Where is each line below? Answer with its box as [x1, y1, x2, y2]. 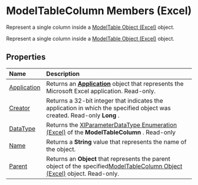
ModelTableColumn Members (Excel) [6, 4, 192, 18]
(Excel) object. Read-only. [46, 169, 120, 177]
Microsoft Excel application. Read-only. [46, 87, 156, 95]
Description [46, 70, 80, 78]
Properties [6, 52, 46, 62]
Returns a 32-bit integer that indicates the [46, 96, 163, 104]
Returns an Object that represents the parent [46, 154, 171, 163]
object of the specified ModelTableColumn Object [46, 162, 183, 170]
